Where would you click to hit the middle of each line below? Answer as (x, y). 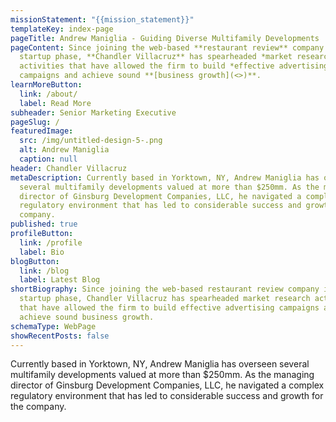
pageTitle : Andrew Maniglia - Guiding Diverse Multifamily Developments (165, 38)
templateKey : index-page (62, 29)
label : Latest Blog (60, 280)
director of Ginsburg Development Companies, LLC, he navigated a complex (167, 385)
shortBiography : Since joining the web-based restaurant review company (165, 289)
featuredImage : (42, 131)
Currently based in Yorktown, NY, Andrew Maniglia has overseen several (160, 364)
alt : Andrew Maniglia (64, 150)
